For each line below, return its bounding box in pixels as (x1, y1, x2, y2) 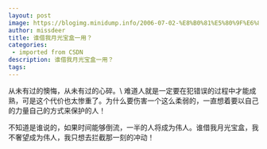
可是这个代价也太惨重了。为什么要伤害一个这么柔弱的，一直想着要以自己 (21, 96, 259, 105)
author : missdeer (8, 26, 66, 34)
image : (8, 19, 30, 27)
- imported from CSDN (11, 48, 83, 56)
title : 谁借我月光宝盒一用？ (8, 33, 93, 42)
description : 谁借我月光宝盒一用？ (8, 56, 114, 64)
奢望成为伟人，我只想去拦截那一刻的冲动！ (14, 132, 155, 142)
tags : (8, 63, 26, 71)
